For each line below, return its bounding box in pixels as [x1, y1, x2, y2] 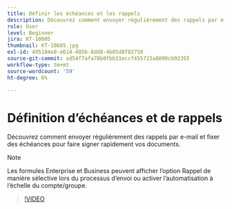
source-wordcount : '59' [7, 68, 76, 74]
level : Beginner [7, 29, 54, 37]
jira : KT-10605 [7, 36, 51, 43]
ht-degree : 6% [7, 74, 48, 81]
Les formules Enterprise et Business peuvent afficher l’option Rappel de [7, 167, 211, 175]
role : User [7, 23, 39, 30]
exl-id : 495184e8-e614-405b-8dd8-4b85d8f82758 [7, 49, 144, 56]
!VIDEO [23, 195, 45, 203]
